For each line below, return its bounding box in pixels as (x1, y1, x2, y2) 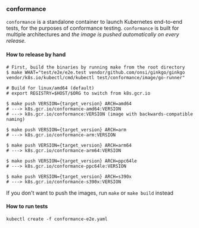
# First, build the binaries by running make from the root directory (6, 64, 185, 70)
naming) (6, 116, 26, 122)
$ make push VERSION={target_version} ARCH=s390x (6, 173, 132, 180)
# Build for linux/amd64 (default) (6, 85, 95, 91)
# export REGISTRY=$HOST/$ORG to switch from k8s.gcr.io (6, 90, 151, 96)
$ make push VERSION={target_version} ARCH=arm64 (6, 142, 132, 148)
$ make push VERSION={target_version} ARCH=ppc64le (6, 158, 137, 164)
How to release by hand (6, 51, 66, 58)
